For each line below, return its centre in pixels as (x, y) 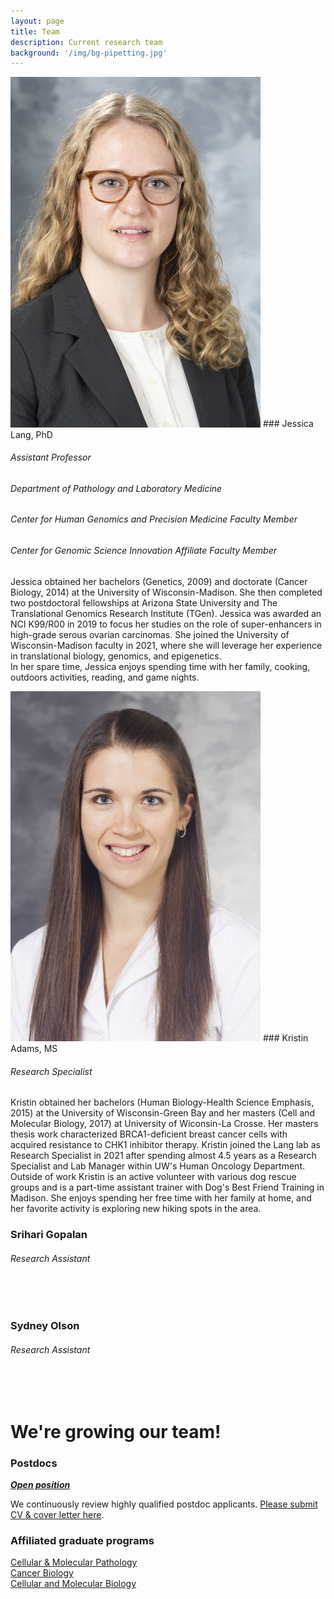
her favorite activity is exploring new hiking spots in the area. (136, 1209)
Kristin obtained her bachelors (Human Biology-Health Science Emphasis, (162, 1102)
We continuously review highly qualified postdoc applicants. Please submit (164, 1504)
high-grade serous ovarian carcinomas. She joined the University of (150, 634)
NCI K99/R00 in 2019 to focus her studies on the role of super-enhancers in (166, 624)
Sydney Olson (45, 1326)
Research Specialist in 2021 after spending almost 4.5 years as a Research (163, 1156)
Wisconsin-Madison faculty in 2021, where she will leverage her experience (166, 645)
